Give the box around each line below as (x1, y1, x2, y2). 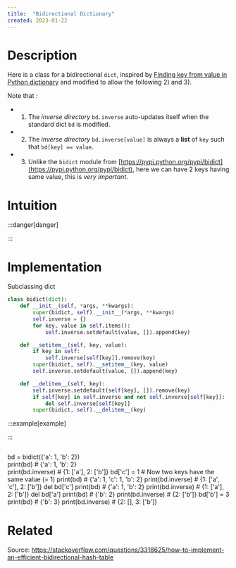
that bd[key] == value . (27, 142, 94, 152)
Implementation (7, 259, 102, 275)
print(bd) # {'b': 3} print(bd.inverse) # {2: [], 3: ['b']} (7, 498, 158, 506)
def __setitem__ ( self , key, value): (20, 341, 128, 349)
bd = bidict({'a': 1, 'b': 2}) (7, 452, 80, 462)
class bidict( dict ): (7, 296, 68, 303)
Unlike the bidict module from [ (27, 158, 121, 166)
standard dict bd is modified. (27, 121, 111, 129)
